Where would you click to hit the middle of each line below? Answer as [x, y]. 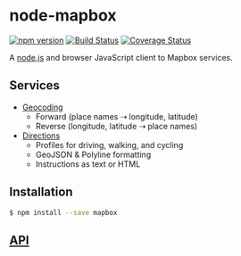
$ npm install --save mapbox [63, 212]
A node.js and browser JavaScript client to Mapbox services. [121, 57]
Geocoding [43, 107]
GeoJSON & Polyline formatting [93, 154]
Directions [41, 136]
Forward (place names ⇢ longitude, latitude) [116, 116]
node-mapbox [63, 16]
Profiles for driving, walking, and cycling [109, 145]
